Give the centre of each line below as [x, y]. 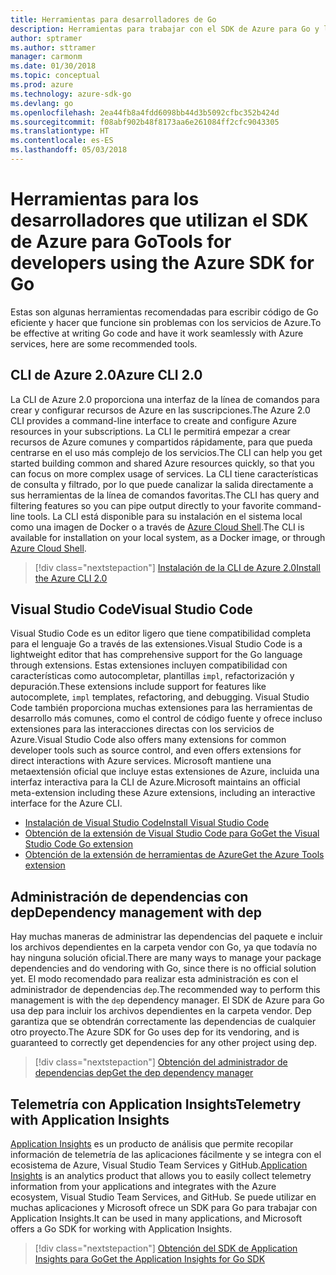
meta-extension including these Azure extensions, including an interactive [163, 793]
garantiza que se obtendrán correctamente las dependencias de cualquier [163, 1022]
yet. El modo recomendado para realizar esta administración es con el [154, 979]
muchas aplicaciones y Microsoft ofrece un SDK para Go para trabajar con [164, 1208]
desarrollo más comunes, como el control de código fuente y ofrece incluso [166, 718]
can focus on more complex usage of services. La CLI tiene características [164, 473]
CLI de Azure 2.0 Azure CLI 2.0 [106, 375]
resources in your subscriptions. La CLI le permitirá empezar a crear [150, 431]
